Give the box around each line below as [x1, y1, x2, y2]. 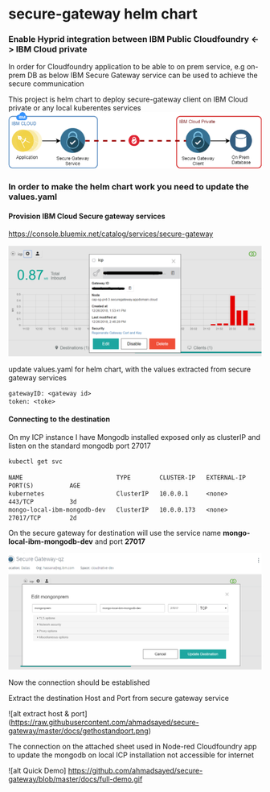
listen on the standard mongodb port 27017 [8, 441, 151, 450]
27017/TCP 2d [8, 513, 78, 522]
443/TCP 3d [8, 497, 78, 506]
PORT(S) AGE [8, 481, 81, 490]
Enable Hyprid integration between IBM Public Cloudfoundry [8, 34, 250, 45]
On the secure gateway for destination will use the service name [8, 528, 221, 537]
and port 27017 [95, 537, 146, 546]
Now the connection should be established [8, 678, 150, 687]
